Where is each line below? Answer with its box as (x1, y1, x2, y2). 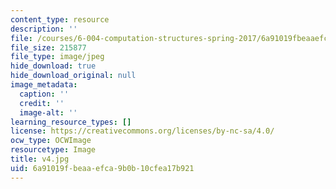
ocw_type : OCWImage (10, 136, 92, 146)
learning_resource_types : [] (10, 117, 132, 127)
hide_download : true (10, 61, 97, 71)
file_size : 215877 (10, 42, 87, 53)
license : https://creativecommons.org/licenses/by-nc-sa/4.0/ (10, 126, 275, 136)
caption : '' (19, 89, 70, 99)
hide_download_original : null (10, 71, 137, 81)
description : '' (10, 24, 78, 34)
